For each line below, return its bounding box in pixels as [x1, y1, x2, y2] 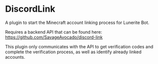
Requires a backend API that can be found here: [5, 29, 102, 35]
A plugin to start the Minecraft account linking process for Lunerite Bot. [5, 20, 150, 25]
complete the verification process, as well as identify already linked [5, 49, 142, 55]
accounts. [5, 54, 26, 60]
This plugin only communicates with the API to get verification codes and [5, 43, 154, 49]
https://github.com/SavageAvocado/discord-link [5, 34, 103, 40]
